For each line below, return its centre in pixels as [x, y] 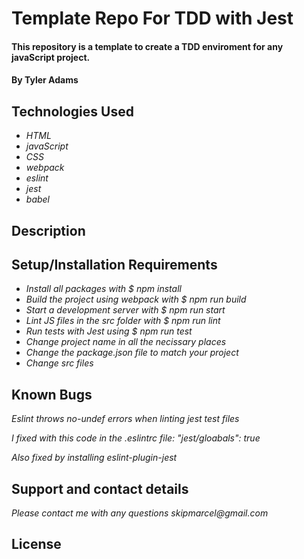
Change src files [59, 363]
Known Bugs [52, 394]
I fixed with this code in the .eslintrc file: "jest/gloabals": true [136, 438]
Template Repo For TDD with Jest [152, 18]
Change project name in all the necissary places [126, 342]
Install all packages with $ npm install [103, 289]
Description [48, 230]
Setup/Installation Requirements [114, 264]
